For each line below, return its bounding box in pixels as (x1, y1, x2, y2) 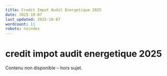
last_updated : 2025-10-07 (5, 17, 60, 22)
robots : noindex (5, 26, 40, 31)
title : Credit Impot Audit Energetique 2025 (5, 7, 102, 13)
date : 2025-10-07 (5, 12, 42, 17)
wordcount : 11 (5, 21, 36, 27)
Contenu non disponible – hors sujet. (5, 65, 83, 71)
